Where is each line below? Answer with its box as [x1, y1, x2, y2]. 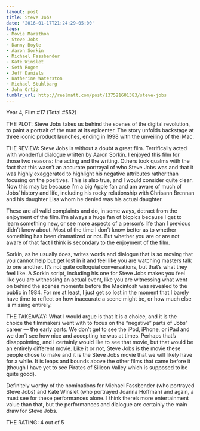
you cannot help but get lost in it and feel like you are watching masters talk [6, 257, 192, 264]
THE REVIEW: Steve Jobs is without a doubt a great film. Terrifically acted [6, 144, 187, 151]
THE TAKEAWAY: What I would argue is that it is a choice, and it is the [6, 312, 177, 320]
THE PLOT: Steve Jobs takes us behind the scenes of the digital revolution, [6, 120, 190, 128]
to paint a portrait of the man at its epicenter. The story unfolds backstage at [6, 126, 194, 133]
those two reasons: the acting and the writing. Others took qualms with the [6, 157, 190, 165]
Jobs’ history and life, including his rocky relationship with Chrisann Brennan [6, 189, 195, 196]
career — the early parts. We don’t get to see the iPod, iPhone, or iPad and [6, 326, 190, 333]
